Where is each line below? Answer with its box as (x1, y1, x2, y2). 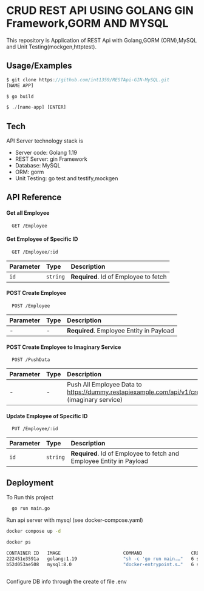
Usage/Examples (6, 61, 72, 71)
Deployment (6, 478, 54, 488)
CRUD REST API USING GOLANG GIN (6, 4, 194, 18)
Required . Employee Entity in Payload (66, 326, 174, 335)
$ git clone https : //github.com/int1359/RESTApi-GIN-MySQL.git (6, 76, 170, 83)
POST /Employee (12, 303, 50, 309)
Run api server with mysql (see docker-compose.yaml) (6, 516, 144, 524)
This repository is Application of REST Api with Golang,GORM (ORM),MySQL (6, 36, 197, 44)
